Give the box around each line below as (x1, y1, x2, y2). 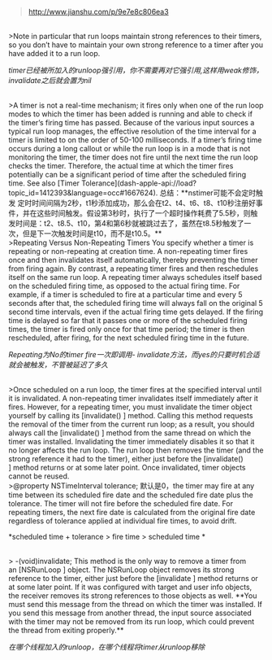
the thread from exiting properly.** (8, 626, 124, 635)
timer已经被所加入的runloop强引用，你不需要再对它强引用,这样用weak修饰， (8, 65, 264, 75)
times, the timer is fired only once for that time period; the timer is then (8, 325, 245, 334)
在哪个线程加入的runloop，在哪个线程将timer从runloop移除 (8, 642, 205, 652)
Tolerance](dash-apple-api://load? (80, 178, 197, 188)
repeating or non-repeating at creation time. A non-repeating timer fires (8, 247, 248, 256)
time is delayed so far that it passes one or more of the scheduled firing (8, 316, 248, 325)
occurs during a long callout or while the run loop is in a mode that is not (8, 144, 251, 153)
